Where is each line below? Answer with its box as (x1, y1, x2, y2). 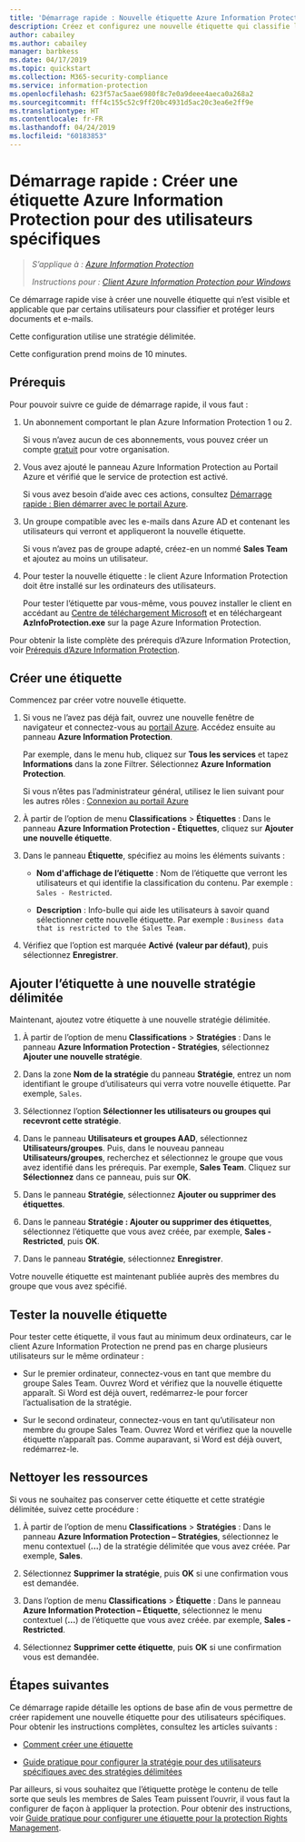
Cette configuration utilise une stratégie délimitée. (9, 331, 197, 342)
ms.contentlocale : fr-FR (9, 115, 103, 124)
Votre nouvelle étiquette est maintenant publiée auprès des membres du (9, 1271, 280, 1282)
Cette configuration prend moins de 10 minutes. (9, 348, 188, 359)
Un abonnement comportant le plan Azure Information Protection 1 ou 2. (22, 416, 292, 427)
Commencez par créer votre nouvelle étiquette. (9, 694, 187, 705)
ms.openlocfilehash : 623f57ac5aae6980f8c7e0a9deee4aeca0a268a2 (9, 89, 254, 98)
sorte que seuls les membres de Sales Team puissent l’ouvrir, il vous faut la (9, 1793, 290, 1804)
